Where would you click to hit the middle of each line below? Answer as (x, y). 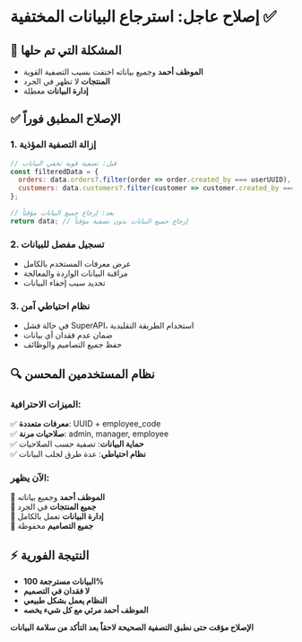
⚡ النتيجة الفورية (50, 555)
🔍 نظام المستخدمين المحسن (82, 374)
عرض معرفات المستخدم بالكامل (77, 264)
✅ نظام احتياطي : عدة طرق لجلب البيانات (78, 454)
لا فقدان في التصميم (56, 591)
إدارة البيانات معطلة (56, 91)
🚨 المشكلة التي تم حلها (66, 50)
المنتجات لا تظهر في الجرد (66, 81)
